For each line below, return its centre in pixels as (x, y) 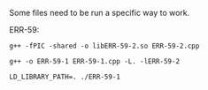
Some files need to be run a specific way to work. (100, 13)
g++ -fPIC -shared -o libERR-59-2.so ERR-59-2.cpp (104, 46)
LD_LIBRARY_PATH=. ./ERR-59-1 (65, 77)
